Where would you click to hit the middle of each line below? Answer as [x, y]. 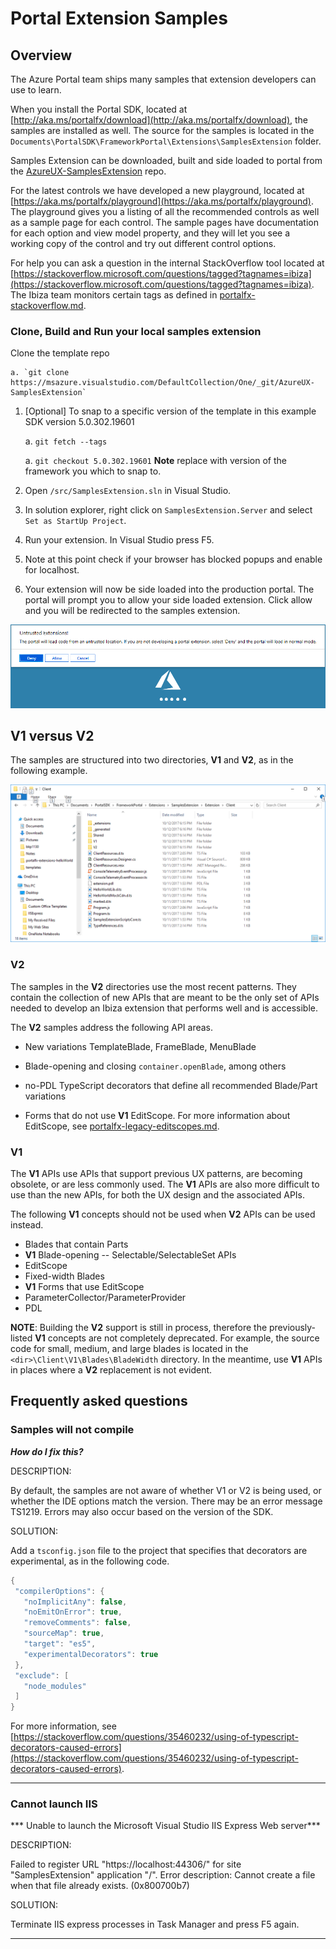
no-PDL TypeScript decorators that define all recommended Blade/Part [171, 1085]
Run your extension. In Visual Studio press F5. [119, 540]
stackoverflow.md [47, 305]
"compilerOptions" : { [59, 1591]
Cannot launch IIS [54, 1804]
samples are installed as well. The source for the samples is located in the [162, 130]
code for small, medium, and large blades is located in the [129, 1349]
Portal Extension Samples [119, 18]
